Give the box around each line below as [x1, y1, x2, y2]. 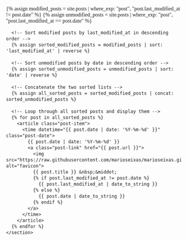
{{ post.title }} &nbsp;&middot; [33, 169, 117, 175]
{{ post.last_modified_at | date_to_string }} [38, 181, 158, 187]
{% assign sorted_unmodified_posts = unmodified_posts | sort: [11, 66, 174, 72]
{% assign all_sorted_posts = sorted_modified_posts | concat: [11, 90, 174, 96]
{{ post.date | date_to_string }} [38, 193, 125, 199]
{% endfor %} [11, 223, 45, 229]
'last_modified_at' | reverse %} [6, 48, 90, 54]
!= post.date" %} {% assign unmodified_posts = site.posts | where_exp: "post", [6, 12, 173, 18]
